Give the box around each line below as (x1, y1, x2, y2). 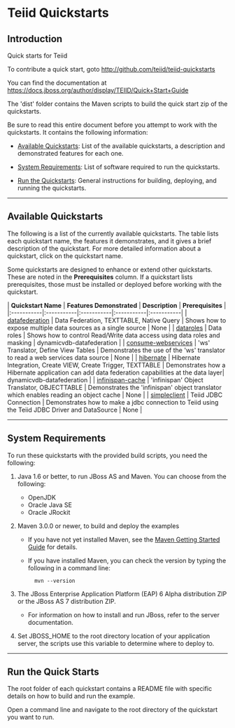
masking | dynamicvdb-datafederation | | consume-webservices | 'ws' (7, 338, 211, 346)
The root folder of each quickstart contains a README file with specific (7, 685, 212, 693)
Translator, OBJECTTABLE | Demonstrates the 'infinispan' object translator (7, 383, 222, 391)
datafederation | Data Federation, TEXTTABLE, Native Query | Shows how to (7, 316, 227, 324)
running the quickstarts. (17, 184, 87, 192)
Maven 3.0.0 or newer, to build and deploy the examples (17, 521, 180, 530)
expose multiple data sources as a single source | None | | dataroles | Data (7, 323, 222, 332)
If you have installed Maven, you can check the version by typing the (27, 556, 227, 565)
